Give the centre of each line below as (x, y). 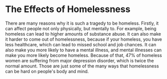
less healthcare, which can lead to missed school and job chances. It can (81, 44)
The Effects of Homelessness (68, 9)
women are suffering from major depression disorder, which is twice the (79, 60)
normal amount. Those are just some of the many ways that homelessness (82, 66)
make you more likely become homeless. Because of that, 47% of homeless (83, 55)
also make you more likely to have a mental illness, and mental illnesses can (83, 50)
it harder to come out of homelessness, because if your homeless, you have (83, 39)
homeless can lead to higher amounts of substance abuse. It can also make (83, 34)
